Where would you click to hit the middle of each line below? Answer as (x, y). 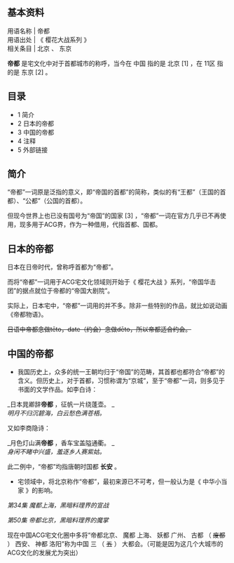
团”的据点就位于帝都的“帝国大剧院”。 (61, 291)
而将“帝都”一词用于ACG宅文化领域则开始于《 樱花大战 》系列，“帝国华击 (112, 282)
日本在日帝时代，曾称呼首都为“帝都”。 (62, 267)
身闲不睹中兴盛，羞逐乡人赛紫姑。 (56, 452)
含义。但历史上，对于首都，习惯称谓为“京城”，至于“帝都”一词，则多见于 (121, 380)
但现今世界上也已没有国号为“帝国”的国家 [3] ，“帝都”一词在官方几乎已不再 (114, 216)
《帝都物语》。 (27, 314)
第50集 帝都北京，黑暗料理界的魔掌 (58, 520)
